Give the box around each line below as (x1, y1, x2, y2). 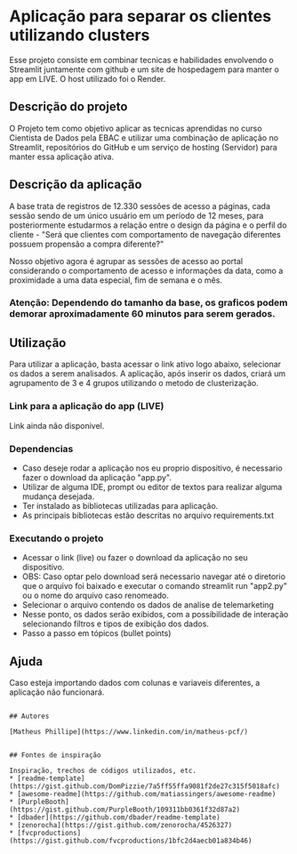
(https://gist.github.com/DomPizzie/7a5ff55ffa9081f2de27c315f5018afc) (9, 782, 280, 791)
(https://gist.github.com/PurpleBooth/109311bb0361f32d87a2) (9, 805, 241, 814)
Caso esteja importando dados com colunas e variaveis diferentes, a (9, 678, 261, 688)
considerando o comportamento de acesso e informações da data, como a (9, 265, 284, 276)
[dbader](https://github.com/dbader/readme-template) (17, 813, 221, 822)
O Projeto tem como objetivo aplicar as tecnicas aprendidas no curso (9, 123, 262, 133)
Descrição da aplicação (9, 177, 142, 192)
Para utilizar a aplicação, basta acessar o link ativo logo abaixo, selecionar (9, 359, 282, 370)
